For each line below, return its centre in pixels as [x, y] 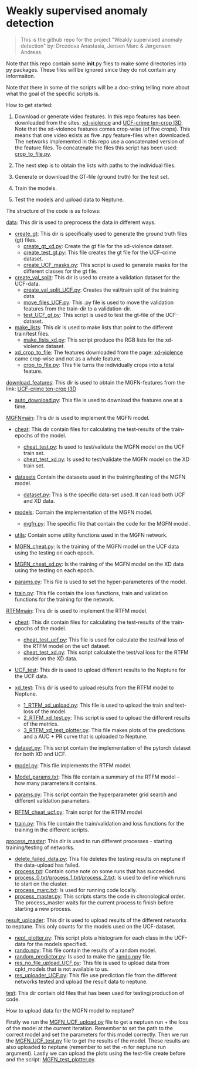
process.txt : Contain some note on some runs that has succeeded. [95, 871]
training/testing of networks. [40, 847]
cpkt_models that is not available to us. [62, 969]
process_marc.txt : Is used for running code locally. [76, 890]
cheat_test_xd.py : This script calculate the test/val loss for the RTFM [106, 652]
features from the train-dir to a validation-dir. [77, 308]
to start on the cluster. [41, 884]
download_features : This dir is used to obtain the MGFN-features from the [96, 382]
